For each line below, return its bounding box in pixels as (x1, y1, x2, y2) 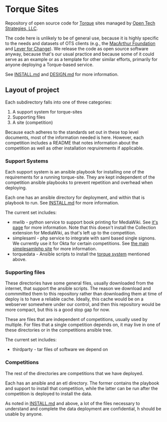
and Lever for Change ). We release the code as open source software (5, 45, 149, 51)
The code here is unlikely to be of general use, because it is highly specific (5, 35, 159, 41)
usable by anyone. (5, 411, 43, 417)
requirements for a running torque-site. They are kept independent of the (5, 174, 156, 180)
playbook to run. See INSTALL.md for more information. (5, 200, 120, 206)
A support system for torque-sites (12, 108, 82, 114)
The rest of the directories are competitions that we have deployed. (5, 370, 144, 376)
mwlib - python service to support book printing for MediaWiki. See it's (12, 219, 159, 225)
